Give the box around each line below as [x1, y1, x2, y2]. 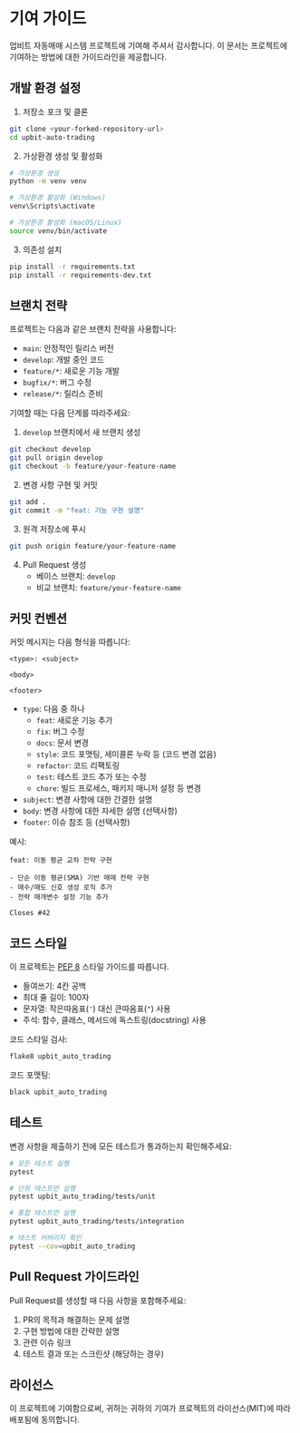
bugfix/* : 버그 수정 [22, 377, 92, 388]
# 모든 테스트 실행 [9, 1158, 70, 1168]
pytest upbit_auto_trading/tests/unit [9, 1192, 156, 1202]
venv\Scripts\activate [9, 201, 95, 211]
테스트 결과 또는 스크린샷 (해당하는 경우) [22, 1348, 165, 1359]
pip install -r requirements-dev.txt [9, 270, 152, 279]
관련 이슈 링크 [22, 1337, 72, 1348]
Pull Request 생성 [22, 559, 87, 570]
